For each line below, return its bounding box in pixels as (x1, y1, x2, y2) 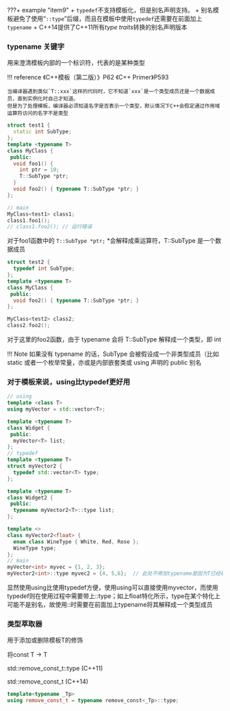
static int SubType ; (13, 129, 72, 135)
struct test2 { (7, 259, 51, 266)
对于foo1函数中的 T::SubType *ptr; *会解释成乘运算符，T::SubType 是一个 (7, 237, 216, 245)
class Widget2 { (7, 494, 53, 501)
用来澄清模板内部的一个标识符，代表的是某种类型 (7, 59, 145, 67)
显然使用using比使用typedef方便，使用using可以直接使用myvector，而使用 (7, 584, 218, 592)
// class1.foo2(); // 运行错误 (7, 223, 92, 231)
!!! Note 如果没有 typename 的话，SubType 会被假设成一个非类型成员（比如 (7, 350, 219, 358)
